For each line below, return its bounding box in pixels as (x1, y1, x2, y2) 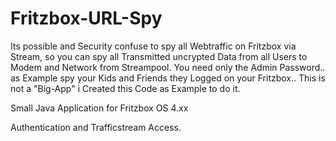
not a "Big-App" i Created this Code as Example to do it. (10, 82, 241, 94)
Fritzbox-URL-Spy (10, 7, 163, 30)
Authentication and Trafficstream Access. (10, 121, 182, 133)
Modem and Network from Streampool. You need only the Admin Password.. (10, 61, 326, 73)
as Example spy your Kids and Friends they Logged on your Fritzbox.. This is (10, 72, 326, 84)
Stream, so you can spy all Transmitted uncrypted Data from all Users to (10, 50, 308, 62)
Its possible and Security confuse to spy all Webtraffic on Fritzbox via (10, 40, 297, 52)
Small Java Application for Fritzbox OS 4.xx (10, 102, 189, 114)
